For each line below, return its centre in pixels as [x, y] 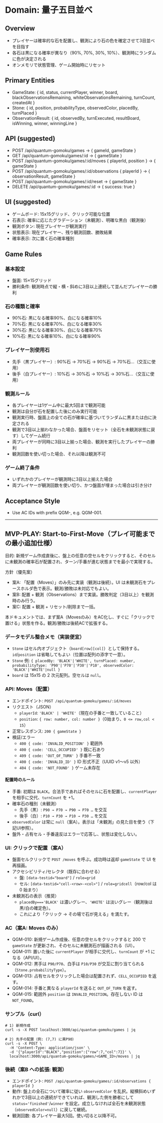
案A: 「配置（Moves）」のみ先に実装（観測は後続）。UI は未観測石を [79, 582]
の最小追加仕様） [31, 543]
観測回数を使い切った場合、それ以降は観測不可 [59, 454]
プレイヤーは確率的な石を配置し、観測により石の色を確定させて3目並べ [83, 40]
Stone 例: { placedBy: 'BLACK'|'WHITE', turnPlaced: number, [74, 661]
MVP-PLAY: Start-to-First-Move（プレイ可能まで [80, 534]
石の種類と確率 [23, 306]
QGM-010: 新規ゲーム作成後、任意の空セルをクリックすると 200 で [79, 939]
